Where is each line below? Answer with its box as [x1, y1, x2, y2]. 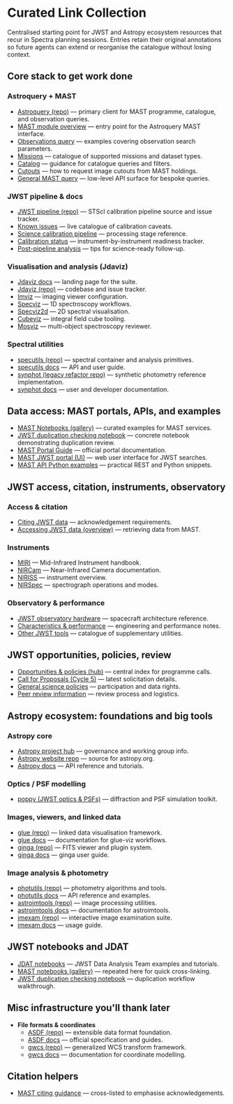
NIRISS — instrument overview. [17, 574, 107, 582]
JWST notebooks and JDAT [7, 941, 129, 953]
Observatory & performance [7, 598, 105, 608]
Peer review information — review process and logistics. [17, 689, 180, 699]
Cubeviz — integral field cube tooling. [17, 315, 126, 323]
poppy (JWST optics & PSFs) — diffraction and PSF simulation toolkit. [17, 795, 218, 803]
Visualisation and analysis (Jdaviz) [7, 262, 128, 271]
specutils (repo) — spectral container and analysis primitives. [17, 355, 194, 364]
